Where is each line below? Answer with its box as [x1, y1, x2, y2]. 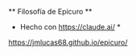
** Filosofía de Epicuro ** [8, 7, 93, 16]
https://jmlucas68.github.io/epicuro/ [8, 37, 128, 47]
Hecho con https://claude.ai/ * [19, 22, 121, 31]
